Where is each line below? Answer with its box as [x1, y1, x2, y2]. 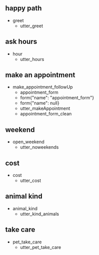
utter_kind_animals [20, 211, 59, 217]
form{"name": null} [20, 100, 60, 106]
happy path [5, 4, 42, 13]
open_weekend [12, 139, 44, 145]
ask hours [5, 37, 37, 46]
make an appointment [5, 71, 76, 80]
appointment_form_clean [20, 111, 72, 117]
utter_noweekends [20, 144, 59, 150]
